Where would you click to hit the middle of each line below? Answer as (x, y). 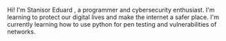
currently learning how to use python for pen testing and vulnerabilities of (112, 24)
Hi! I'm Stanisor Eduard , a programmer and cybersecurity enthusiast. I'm (111, 10)
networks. (21, 31)
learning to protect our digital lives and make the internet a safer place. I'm (113, 17)
